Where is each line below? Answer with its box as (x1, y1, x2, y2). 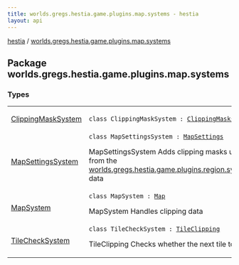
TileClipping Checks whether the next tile (88, 239, 226, 249)
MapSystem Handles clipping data (88, 207, 203, 217)
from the (88, 156, 117, 166)
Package (7, 57, 48, 69)
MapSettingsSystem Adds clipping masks (88, 147, 228, 157)
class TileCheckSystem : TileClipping (88, 225, 221, 233)
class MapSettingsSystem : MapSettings (88, 133, 224, 141)
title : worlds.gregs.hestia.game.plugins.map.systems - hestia (7, 10, 199, 18)
